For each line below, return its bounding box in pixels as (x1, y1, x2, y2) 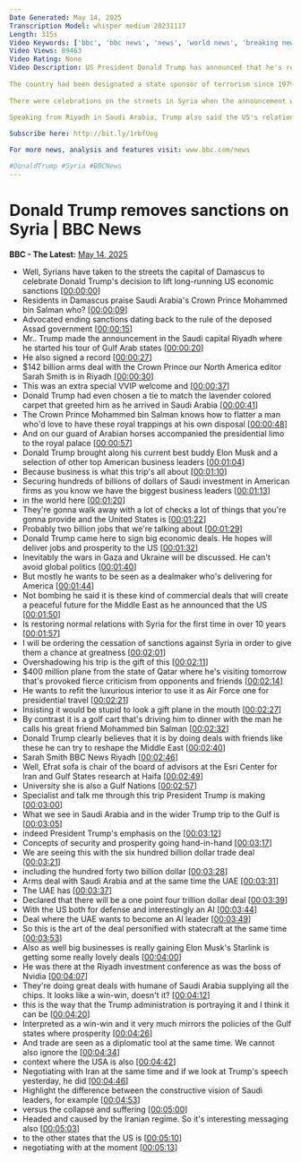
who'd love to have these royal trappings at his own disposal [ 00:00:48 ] (21, 418, 288, 429)
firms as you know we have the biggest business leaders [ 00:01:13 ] (21, 485, 271, 495)
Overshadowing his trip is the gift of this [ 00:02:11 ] (21, 656, 209, 667)
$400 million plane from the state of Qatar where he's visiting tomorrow (21, 666, 288, 676)
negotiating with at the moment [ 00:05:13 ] (21, 1141, 178, 1152)
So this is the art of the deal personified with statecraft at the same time (21, 923, 288, 934)
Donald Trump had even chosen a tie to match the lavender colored (21, 390, 271, 400)
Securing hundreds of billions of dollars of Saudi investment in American (21, 476, 290, 486)
